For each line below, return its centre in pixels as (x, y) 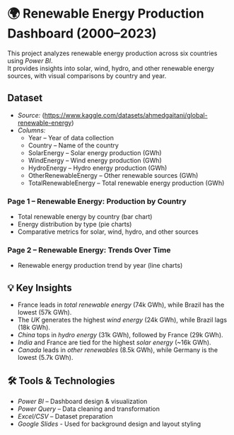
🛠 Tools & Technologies (61, 381)
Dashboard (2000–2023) (82, 34)
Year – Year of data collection (71, 137)
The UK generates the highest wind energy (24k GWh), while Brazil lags (122, 320)
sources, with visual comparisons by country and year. (87, 76)
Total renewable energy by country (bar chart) (85, 217)
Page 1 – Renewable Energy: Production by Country (97, 201)
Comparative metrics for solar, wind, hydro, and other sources (108, 232)
